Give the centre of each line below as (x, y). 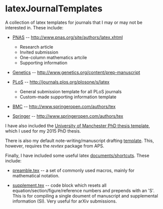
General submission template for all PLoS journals (71, 91)
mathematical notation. (36, 175)
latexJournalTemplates (54, 9)
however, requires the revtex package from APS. (55, 146)
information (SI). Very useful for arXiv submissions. (65, 201)
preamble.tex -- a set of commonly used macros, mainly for (73, 170)
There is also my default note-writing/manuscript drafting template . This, (80, 140)
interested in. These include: (34, 27)
